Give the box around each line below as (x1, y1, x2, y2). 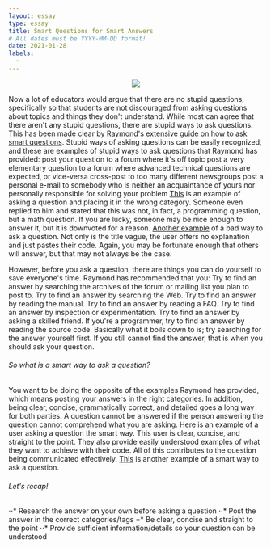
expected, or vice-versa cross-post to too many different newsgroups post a (8, 171, 264, 181)
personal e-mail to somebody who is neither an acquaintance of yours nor (8, 179, 256, 190)
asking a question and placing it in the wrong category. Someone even (8, 197, 243, 207)
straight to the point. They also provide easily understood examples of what (8, 437, 260, 447)
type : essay (8, 19, 49, 27)
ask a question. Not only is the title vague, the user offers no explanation (8, 231, 250, 241)
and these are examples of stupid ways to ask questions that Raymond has (8, 145, 258, 155)
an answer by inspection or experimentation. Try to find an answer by (8, 307, 240, 317)
